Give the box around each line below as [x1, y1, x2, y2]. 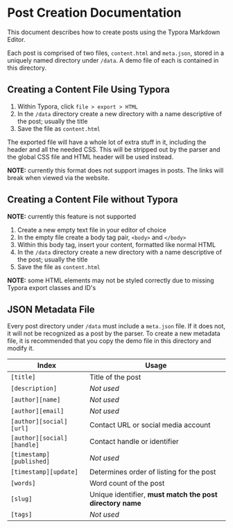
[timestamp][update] [10, 468, 78, 476]
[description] [10, 385, 58, 392]
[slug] [10, 495, 33, 503]
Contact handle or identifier [89, 437, 179, 447]
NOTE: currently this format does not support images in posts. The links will [7, 166, 224, 175]
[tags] [10, 511, 33, 519]
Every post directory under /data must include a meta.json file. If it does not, [7, 322, 226, 330]
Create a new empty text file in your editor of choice [17, 225, 166, 234]
